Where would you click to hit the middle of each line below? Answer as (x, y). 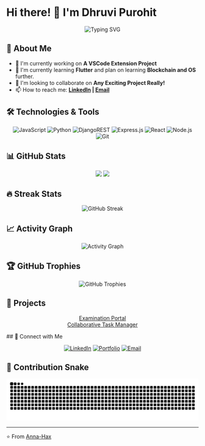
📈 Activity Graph (40, 228)
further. (25, 76)
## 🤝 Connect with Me (34, 336)
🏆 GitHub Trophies (44, 266)
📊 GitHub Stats (36, 156)
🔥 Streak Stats (34, 194)
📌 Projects (26, 303)
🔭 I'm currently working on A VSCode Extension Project (86, 63)
